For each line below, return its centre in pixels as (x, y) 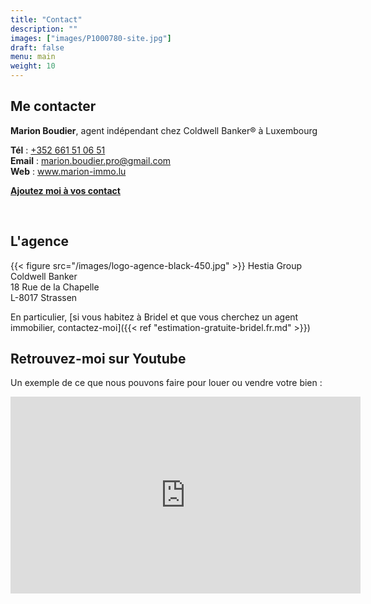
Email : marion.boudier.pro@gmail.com (91, 160)
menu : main (33, 57)
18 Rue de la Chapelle (55, 287)
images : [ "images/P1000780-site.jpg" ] (91, 38)
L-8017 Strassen (44, 297)
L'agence (39, 241)
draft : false (37, 47)
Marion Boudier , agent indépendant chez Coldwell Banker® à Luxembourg (164, 130)
